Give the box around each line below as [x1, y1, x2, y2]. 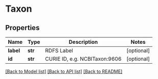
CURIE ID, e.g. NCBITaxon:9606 [45, 56, 122, 62]
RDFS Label [45, 47, 73, 54]
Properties [5, 23, 40, 32]
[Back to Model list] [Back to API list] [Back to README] [5, 68, 123, 74]
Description [69, 39, 98, 45]
